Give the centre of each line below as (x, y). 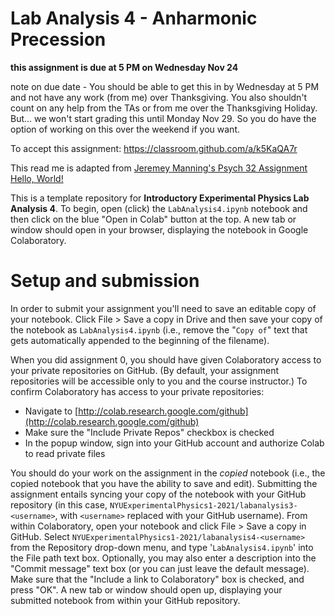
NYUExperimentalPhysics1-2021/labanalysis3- (203, 505)
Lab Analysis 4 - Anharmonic (134, 18)
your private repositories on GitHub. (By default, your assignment (145, 370)
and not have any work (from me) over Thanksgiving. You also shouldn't (159, 97)
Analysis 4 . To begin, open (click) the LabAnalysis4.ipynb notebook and (159, 208)
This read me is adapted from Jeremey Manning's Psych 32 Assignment (159, 168)
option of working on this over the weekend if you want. (125, 129)
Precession (58, 39)
